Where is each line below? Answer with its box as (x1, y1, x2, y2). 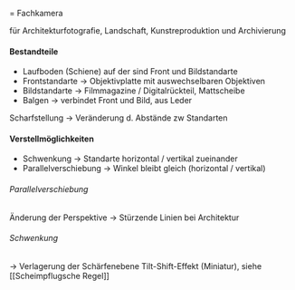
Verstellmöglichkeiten (9, 133, 95, 144)
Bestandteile (9, 45, 59, 57)
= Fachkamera (9, 8, 63, 18)
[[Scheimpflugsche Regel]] (9, 270, 110, 281)
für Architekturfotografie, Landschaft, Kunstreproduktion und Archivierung (9, 25, 287, 35)
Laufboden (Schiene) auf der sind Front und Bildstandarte (22, 66, 238, 77)
